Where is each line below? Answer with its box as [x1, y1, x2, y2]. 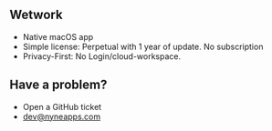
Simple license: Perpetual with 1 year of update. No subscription [22, 41, 264, 52]
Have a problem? [9, 77, 108, 93]
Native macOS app [22, 31, 94, 42]
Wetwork [9, 7, 63, 23]
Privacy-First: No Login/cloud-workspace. [22, 50, 182, 62]
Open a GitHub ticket [22, 101, 102, 112]
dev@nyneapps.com [22, 111, 101, 122]
